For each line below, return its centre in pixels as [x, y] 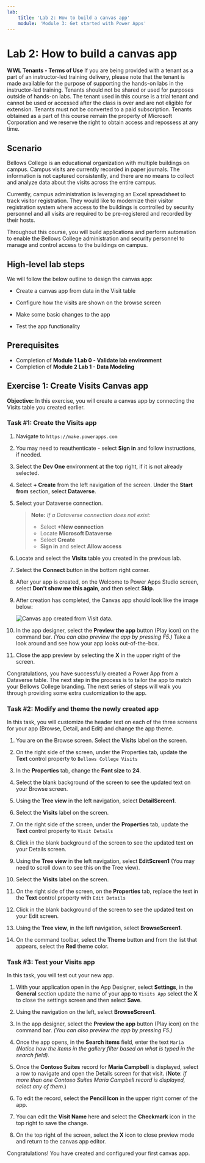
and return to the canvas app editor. [61, 1142]
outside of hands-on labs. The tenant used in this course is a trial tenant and [103, 97]
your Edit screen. [37, 916]
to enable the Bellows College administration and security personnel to [96, 238]
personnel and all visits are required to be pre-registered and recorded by [99, 214]
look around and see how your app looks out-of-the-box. [87, 643]
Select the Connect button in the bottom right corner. [83, 570]
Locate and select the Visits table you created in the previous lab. [99, 558]
